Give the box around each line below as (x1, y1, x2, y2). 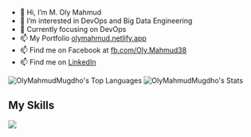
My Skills (8, 99, 55, 112)
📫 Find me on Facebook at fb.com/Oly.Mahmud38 (19, 45, 187, 55)
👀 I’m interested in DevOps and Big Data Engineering (19, 16, 193, 25)
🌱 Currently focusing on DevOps (19, 25, 127, 33)
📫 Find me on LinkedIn (19, 57, 96, 67)
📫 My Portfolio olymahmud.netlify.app (19, 33, 147, 43)
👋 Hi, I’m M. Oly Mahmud (19, 8, 102, 17)
